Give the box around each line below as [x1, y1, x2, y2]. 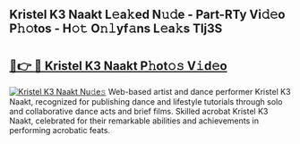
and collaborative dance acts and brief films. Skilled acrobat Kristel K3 [9, 106, 269, 116]
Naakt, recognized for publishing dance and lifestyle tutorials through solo [9, 97, 283, 106]
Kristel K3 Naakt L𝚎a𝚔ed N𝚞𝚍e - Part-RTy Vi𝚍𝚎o [9, 7, 286, 22]
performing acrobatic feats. [9, 125, 110, 135]
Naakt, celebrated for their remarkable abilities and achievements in [9, 115, 260, 126]
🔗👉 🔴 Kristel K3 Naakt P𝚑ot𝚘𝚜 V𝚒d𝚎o [9, 58, 227, 73]
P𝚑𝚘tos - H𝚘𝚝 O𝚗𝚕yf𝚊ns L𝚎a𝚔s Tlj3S [9, 21, 223, 37]
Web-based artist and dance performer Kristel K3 [107, 87, 291, 97]
